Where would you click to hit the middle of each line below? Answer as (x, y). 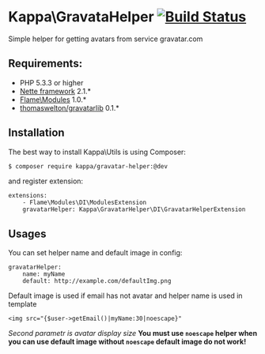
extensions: (28, 196)
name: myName (44, 274)
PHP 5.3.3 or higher (51, 82)
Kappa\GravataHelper (81, 17)
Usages (27, 233)
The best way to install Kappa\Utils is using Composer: (97, 152)
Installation (36, 133)
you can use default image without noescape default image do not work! (127, 342)
